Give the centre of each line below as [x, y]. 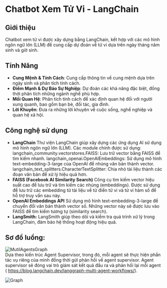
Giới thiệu [20, 28]
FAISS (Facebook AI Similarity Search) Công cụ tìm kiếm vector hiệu [83, 179]
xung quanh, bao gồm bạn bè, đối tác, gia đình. [61, 104]
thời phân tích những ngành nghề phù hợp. [56, 94]
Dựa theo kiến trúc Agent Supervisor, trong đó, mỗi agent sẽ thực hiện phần [83, 255]
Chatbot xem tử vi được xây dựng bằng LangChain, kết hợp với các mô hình [83, 39]
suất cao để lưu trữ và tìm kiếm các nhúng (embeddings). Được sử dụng [86, 185]
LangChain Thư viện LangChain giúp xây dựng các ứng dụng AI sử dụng [87, 143]
